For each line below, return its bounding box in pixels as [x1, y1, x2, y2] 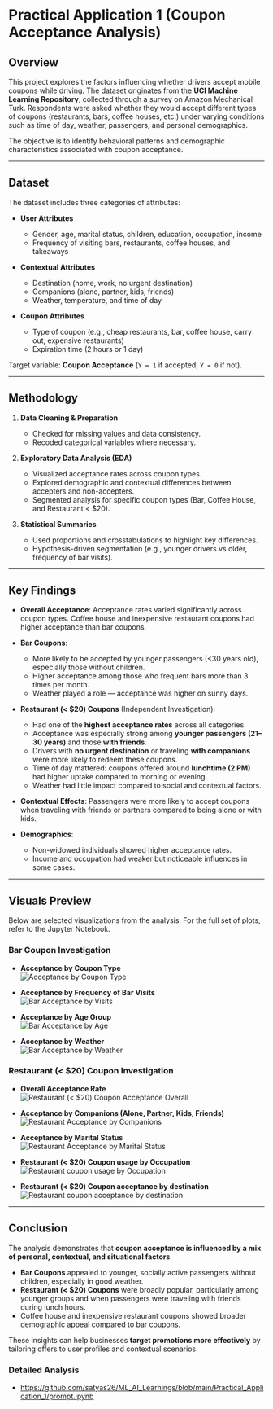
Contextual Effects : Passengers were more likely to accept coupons [19, 797, 250, 806]
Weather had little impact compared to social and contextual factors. [32, 780, 262, 791]
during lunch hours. [19, 1301, 87, 1312]
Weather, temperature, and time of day [32, 295, 162, 305]
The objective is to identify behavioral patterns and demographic [8, 136, 226, 146]
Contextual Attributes [19, 262, 96, 272]
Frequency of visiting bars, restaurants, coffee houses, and [32, 238, 231, 248]
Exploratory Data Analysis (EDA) [19, 453, 132, 463]
